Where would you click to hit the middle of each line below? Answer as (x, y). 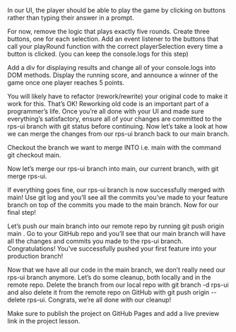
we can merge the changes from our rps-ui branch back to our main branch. (118, 134)
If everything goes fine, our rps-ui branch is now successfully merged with (116, 190)
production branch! (35, 256)
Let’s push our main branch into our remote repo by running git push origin (116, 226)
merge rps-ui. (27, 176)
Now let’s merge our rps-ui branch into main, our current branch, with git (113, 168)
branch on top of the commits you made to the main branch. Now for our (113, 205)
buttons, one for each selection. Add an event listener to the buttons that (113, 39)
